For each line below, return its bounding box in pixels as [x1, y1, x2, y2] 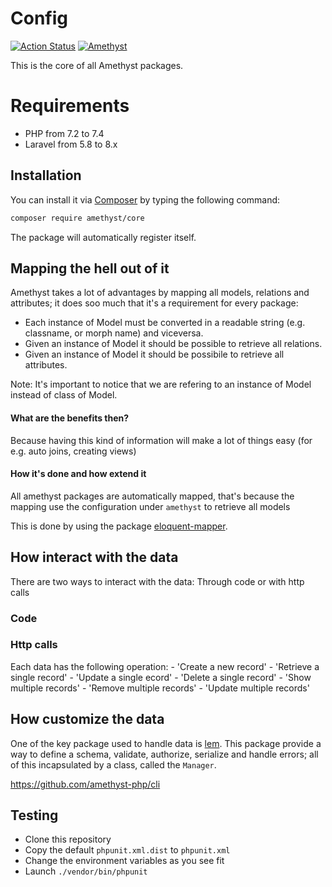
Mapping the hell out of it [10, 260, 170, 277]
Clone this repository [24, 833, 112, 846]
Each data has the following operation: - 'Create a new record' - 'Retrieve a [10, 660, 320, 672]
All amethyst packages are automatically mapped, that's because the [10, 490, 295, 502]
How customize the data [10, 711, 165, 728]
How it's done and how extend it [10, 468, 147, 480]
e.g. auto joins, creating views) [10, 445, 137, 457]
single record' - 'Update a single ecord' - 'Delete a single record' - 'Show [10, 671, 312, 683]
